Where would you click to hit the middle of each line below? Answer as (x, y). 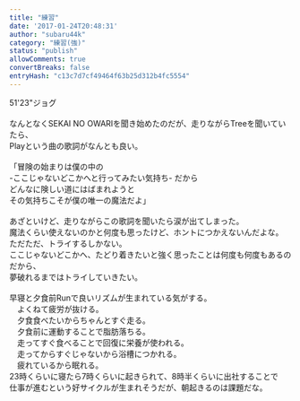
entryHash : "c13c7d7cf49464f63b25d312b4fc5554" (100, 76)
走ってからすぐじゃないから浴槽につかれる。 (99, 353)
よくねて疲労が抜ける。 (60, 309)
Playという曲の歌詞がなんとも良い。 (76, 145)
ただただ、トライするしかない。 (68, 243)
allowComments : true (48, 59)
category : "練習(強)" (47, 43)
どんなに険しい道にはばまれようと (72, 188)
